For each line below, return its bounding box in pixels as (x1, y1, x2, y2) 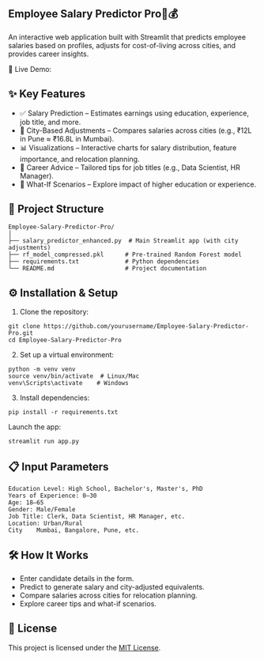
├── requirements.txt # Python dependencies (8, 258, 200, 266)
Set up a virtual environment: (19, 350, 115, 360)
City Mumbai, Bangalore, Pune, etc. (8, 526, 140, 534)
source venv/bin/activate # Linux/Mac (8, 372, 140, 380)
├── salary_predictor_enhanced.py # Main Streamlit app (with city (8, 237, 239, 245)
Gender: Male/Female (8, 506, 77, 514)
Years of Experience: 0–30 (8, 492, 97, 500)
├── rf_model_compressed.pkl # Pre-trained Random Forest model (8, 251, 243, 259)
